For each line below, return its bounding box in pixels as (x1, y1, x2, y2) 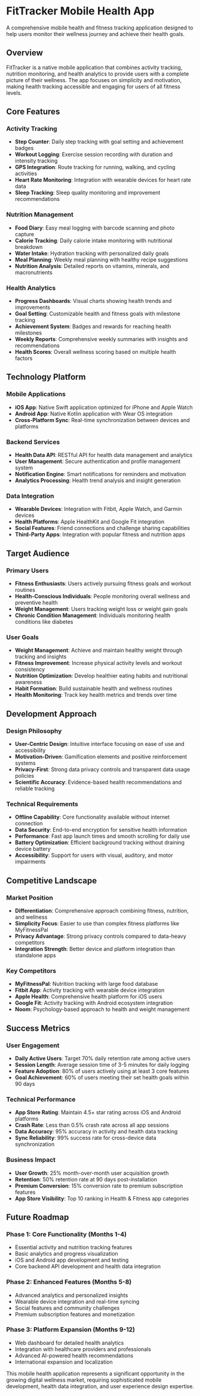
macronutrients (14, 269, 53, 276)
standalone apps (14, 952, 56, 959)
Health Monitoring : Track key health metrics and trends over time (14, 691, 177, 699)
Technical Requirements (6, 799, 79, 808)
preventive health (14, 599, 58, 606)
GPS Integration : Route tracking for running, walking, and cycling (14, 164, 176, 171)
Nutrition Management (6, 210, 73, 219)
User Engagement (6, 1041, 60, 1049)
